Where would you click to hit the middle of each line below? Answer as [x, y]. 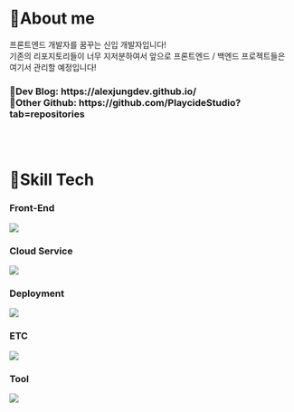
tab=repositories [47, 114]
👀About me [52, 19]
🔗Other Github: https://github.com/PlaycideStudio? [125, 102]
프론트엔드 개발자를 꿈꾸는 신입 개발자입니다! [88, 44]
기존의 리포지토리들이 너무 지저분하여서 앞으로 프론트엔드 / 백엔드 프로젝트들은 [147, 56]
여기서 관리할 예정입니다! [53, 67]
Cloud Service [41, 251]
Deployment [37, 293]
